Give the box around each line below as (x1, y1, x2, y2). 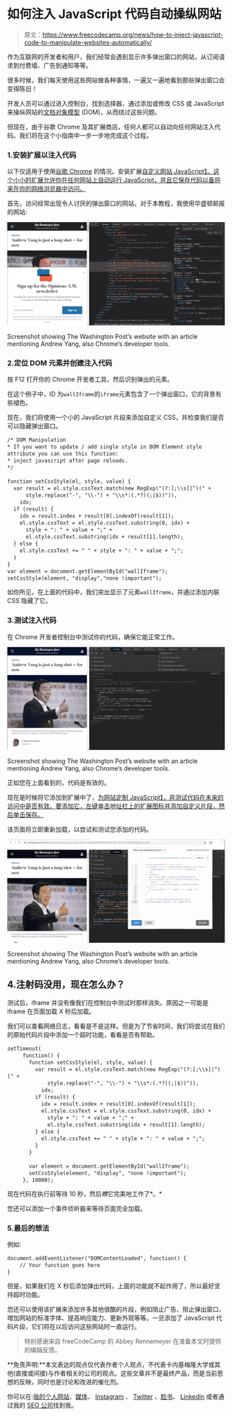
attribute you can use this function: (7, 450, 119, 457)
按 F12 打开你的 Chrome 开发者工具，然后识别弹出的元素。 (7, 375, 174, 384)
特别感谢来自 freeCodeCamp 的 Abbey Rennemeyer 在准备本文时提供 (23, 1337, 222, 1345)
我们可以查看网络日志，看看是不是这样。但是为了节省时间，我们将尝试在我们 (7, 1022, 225, 1030)
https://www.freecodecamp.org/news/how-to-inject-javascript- (42, 30, 224, 39)
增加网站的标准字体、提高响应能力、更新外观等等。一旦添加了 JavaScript (7, 1314, 215, 1322)
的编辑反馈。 (23, 1346, 61, 1354)
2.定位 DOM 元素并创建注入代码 (7, 358, 113, 367)
